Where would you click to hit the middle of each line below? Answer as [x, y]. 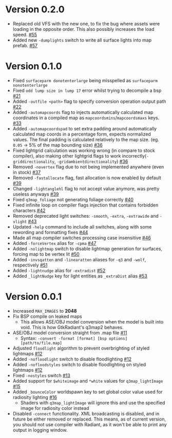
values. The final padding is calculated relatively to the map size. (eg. [86, 139]
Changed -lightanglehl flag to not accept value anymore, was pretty [86, 188]
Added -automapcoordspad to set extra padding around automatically [85, 128]
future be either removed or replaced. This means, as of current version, [89, 419]
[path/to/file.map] [41, 343]
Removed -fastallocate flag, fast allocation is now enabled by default [87, 178]
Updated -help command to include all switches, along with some [82, 226]
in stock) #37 [27, 172]
